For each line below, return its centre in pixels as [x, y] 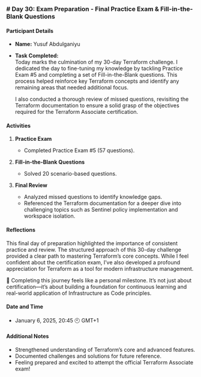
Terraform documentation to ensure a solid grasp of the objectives [97, 105]
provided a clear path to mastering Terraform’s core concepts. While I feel [97, 256]
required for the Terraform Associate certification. [76, 112]
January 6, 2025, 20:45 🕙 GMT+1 [57, 320]
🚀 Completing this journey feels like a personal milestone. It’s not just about [99, 280]
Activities [19, 125]
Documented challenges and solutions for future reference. [88, 356]
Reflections [21, 230]
